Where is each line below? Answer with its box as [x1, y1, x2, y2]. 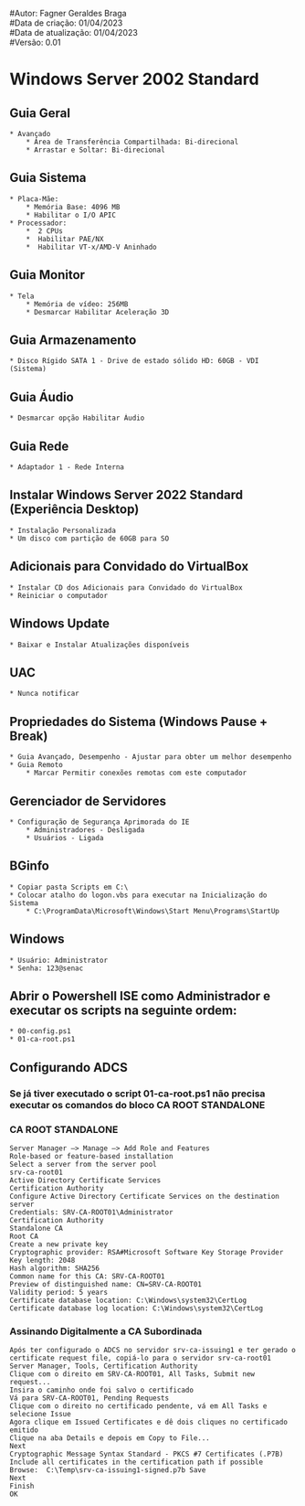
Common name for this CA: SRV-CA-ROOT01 [9, 1271, 166, 1281]
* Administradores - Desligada [26, 825, 145, 835]
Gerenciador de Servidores [9, 793, 167, 808]
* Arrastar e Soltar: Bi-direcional [26, 145, 166, 155]
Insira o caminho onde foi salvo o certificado [9, 1385, 195, 1395]
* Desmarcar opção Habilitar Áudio [9, 413, 145, 423]
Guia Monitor [9, 267, 85, 283]
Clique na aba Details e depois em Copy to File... [9, 1434, 210, 1443]
